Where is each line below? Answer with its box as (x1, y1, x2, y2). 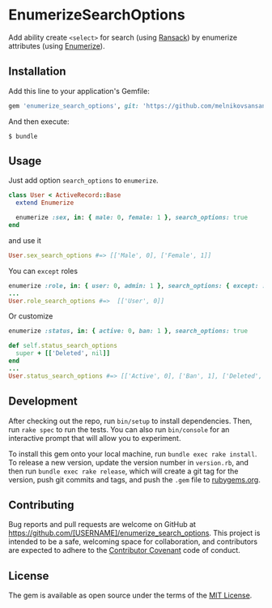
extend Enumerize (15, 199, 74, 208)
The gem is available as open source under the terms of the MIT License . (8, 590, 253, 601)
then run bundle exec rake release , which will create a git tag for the (8, 466, 239, 476)
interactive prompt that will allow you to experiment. (8, 433, 181, 443)
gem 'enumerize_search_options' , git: (8, 101, 139, 110)
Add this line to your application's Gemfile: (8, 86, 150, 96)
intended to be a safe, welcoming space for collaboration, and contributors (8, 537, 257, 546)
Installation (8, 65, 66, 79)
